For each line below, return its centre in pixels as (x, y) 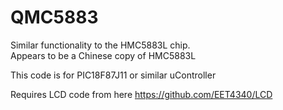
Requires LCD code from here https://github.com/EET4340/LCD (141, 94)
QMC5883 (54, 17)
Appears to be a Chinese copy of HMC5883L (103, 55)
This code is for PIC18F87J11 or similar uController (113, 75)
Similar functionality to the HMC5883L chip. (100, 45)
